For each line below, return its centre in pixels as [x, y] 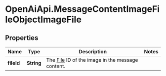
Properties [22, 38]
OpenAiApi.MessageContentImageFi [82, 9]
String [34, 63]
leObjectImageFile [43, 19]
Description [93, 52]
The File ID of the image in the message [92, 60]
